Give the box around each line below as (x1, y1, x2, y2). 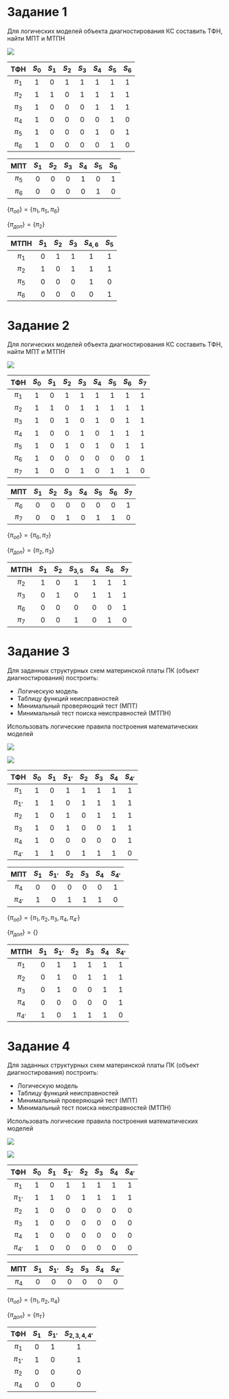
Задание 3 (7, 644, 70, 660)
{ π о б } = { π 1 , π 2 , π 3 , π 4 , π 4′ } (7, 913, 80, 923)
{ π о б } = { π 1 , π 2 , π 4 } (7, 1296, 61, 1305)
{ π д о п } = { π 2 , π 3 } (7, 546, 55, 556)
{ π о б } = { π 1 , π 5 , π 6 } (7, 204, 60, 215)
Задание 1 (7, 4, 67, 20)
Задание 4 (7, 1038, 71, 1054)
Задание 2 (7, 317, 70, 333)
